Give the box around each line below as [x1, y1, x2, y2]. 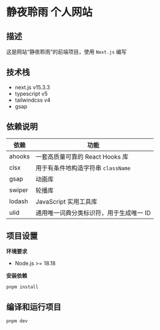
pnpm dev [6, 318, 28, 324]
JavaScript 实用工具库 [35, 197, 97, 205]
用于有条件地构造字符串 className [35, 164, 131, 172]
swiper [9, 186, 29, 194]
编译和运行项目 [6, 302, 61, 312]
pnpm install [6, 284, 39, 290]
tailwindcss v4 [14, 96, 51, 104]
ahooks [9, 152, 30, 161]
